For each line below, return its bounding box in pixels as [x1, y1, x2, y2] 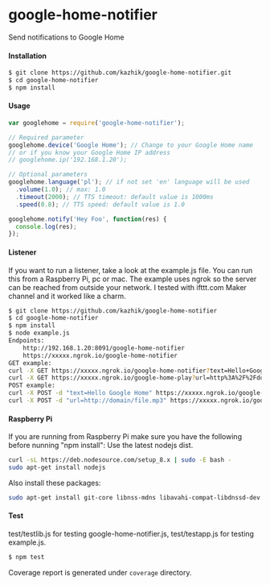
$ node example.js [8, 329, 70, 338]
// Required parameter [8, 133, 84, 142]
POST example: [8, 381, 56, 390]
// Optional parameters [8, 171, 88, 179]
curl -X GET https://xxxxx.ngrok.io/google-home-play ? [8, 374, 196, 382]
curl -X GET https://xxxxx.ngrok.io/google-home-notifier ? [8, 367, 211, 375]
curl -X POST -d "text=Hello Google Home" [8, 389, 153, 397]
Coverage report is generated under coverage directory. [8, 567, 192, 577]
